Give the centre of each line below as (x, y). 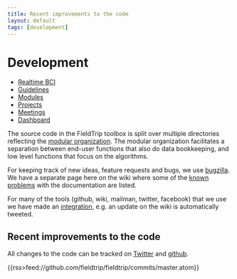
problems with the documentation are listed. (72, 185)
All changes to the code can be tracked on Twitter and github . (98, 254)
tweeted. (20, 214)
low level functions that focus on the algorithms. (78, 157)
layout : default (31, 21)
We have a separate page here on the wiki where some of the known (108, 178)
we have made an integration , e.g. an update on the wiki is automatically (113, 206)
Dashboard (34, 120)
